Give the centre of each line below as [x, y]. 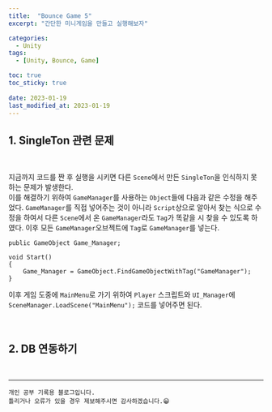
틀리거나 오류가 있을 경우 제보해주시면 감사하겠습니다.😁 [89, 401]
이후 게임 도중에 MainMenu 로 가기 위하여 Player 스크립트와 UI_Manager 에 [122, 295]
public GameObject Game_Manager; [65, 243]
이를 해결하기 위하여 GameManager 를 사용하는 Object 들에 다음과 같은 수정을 [125, 197]
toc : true [25, 75]
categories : [28, 38]
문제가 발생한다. [48, 187]
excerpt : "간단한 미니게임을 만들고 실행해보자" [78, 24]
